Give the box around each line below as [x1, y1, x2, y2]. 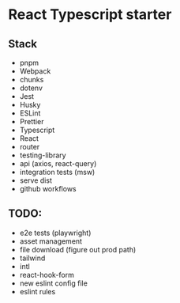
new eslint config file [19, 278, 88, 288]
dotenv [19, 83, 43, 93]
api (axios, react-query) [19, 159, 97, 168]
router [19, 142, 40, 151]
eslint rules [19, 286, 56, 296]
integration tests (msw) [19, 168, 96, 176]
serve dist [19, 176, 53, 185]
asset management [19, 236, 83, 246]
